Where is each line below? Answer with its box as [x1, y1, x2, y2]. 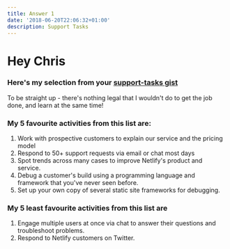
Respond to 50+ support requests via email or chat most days [17, 149, 195, 157]
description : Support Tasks [7, 23, 89, 30]
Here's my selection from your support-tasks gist [7, 78, 178, 88]
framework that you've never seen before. [17, 179, 139, 187]
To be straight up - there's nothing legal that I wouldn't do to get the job [7, 93, 213, 102]
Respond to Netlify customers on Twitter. [17, 234, 135, 242]
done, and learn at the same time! [7, 101, 104, 109]
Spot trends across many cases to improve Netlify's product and [17, 156, 203, 165]
